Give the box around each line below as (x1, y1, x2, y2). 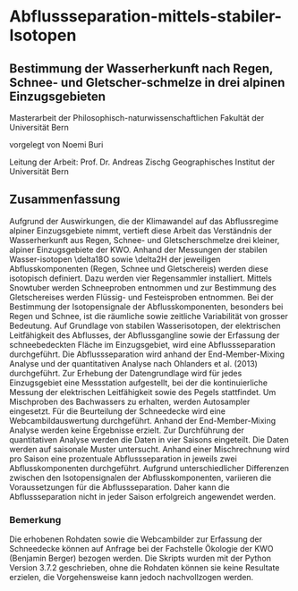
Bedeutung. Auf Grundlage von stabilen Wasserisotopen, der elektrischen (9, 320, 281, 331)
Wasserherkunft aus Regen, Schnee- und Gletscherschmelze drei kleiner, (9, 234, 280, 245)
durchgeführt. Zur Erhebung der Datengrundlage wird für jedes (9, 367, 243, 378)
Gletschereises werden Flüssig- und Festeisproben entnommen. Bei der (9, 291, 275, 302)
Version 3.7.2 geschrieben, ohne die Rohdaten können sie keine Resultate (9, 562, 280, 573)
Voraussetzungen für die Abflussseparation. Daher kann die (9, 481, 230, 493)
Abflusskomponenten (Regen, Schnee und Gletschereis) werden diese (9, 263, 268, 274)
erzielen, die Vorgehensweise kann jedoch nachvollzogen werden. (9, 572, 254, 583)
